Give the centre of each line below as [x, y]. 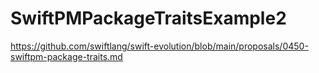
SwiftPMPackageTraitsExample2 [148, 18]
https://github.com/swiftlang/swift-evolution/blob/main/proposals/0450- [159, 46]
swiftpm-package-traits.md [66, 56]
